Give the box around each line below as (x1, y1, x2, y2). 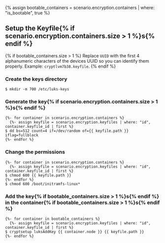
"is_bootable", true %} (5, 10, 50, 16)
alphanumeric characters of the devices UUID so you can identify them (5, 58, 149, 64)
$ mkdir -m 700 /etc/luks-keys (5, 87, 69, 92)
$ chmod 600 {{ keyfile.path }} (5, 173, 71, 178)
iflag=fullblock (5, 133, 38, 138)
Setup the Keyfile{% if (5, 24, 75, 33)
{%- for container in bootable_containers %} (5, 216, 100, 221)
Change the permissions (5, 149, 66, 156)
